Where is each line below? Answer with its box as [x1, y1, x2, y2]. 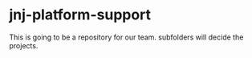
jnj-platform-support [9, 6, 152, 24]
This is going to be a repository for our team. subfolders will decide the [9, 32, 244, 42]
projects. [9, 40, 39, 50]
